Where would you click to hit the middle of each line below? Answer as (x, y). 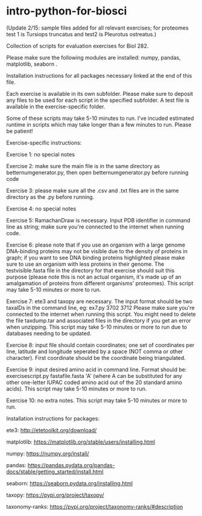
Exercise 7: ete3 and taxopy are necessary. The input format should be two (99, 301)
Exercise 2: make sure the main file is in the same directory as (83, 166)
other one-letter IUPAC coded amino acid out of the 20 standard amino (94, 382)
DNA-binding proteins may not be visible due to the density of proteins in (97, 251)
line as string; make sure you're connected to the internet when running (95, 227)
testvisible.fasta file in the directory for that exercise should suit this (90, 270)
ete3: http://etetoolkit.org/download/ (52, 430)
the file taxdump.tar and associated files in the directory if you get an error (99, 320)
